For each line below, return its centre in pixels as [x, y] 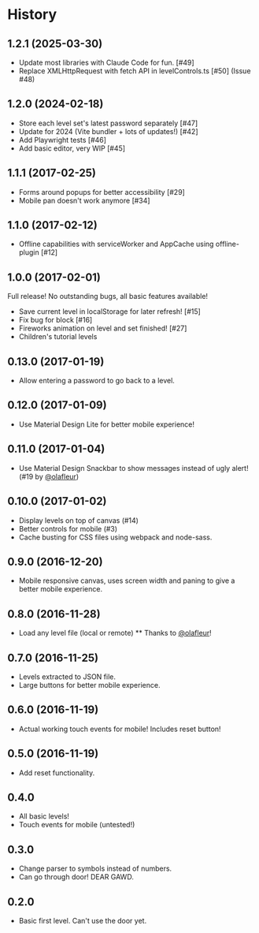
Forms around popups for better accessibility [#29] [102, 192]
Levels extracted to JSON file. [67, 677]
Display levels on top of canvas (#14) [79, 520]
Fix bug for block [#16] [55, 320]
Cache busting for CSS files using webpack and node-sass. [115, 537]
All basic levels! [44, 816]
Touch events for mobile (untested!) [77, 825]
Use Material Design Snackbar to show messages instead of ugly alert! [133, 468]
